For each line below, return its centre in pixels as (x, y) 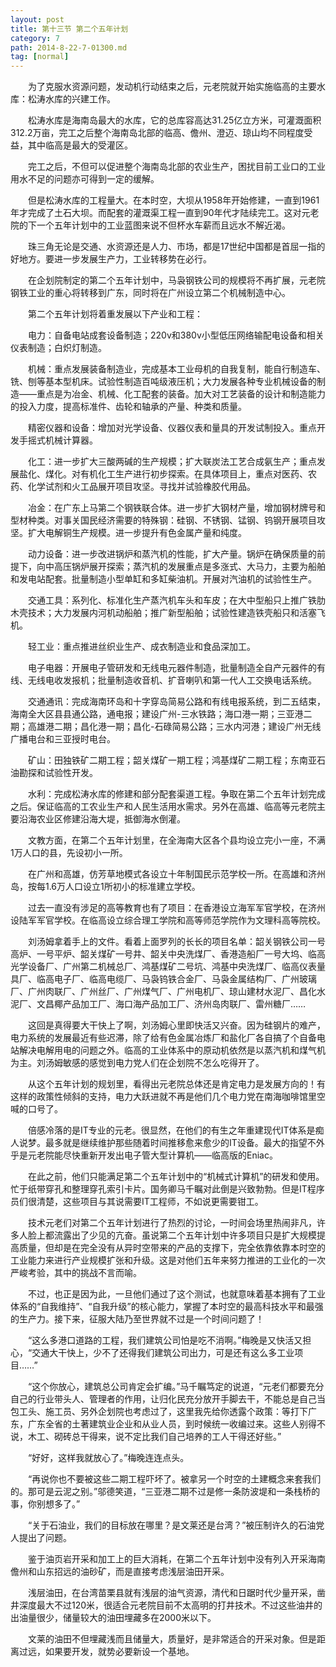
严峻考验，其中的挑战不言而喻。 (76, 1273)
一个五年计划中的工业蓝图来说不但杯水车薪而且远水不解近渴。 (163, 225)
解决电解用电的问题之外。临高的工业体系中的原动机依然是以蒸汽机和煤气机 (172, 1050)
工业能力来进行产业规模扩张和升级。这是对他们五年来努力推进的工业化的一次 (168, 1260)
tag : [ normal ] (40, 57)
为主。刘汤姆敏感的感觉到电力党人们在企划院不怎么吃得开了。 (137, 1063)
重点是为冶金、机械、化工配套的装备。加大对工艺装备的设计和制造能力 (181, 394)
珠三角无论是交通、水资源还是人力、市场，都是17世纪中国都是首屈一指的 (176, 247)
